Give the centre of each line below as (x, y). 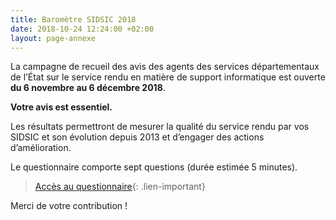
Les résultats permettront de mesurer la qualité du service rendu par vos (160, 127)
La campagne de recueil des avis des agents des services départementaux (165, 67)
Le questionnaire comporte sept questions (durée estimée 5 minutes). (154, 167)
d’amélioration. (41, 148)
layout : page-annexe (53, 38)
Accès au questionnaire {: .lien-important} (120, 187)
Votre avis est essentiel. (61, 107)
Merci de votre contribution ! (69, 206)
